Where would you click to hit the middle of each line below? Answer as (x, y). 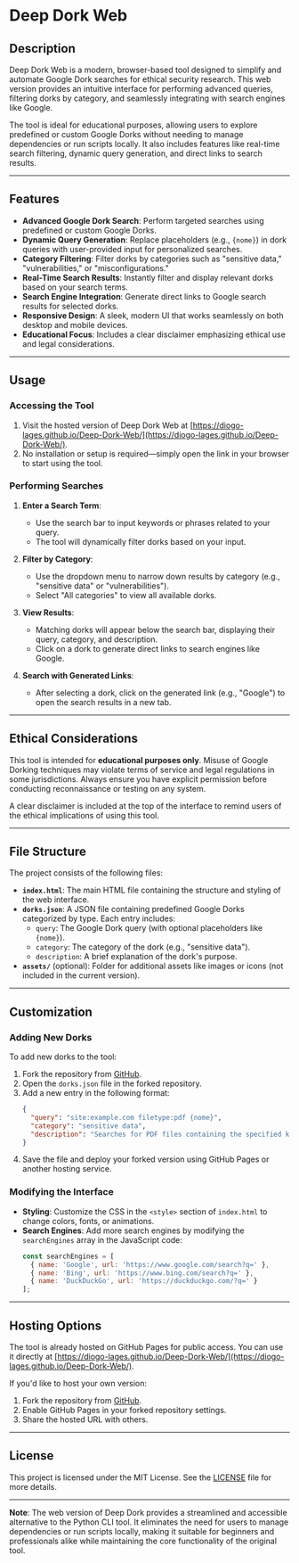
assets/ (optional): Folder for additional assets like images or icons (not (153, 966)
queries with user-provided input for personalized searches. (132, 249)
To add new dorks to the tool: (63, 1057)
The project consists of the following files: (86, 873)
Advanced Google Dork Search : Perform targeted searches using (143, 220)
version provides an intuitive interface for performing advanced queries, (141, 89)
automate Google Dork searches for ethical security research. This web (140, 79)
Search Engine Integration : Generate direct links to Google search (144, 296)
